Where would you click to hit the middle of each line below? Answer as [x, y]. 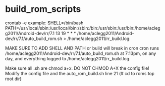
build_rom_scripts [43, 9]
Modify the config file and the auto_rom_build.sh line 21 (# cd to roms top [80, 73]
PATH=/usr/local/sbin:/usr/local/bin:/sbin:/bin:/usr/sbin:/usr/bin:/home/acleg [83, 28]
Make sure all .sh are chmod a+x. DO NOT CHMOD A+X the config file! [77, 68]
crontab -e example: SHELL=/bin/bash [44, 23]
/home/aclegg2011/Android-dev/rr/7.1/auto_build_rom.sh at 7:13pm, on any [81, 53]
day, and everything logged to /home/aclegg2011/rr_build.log [67, 58]
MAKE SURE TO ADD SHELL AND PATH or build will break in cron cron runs [82, 48]
